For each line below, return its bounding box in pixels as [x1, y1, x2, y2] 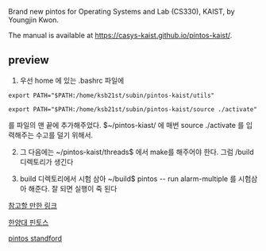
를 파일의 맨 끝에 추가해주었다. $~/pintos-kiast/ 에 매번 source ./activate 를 [8, 120, 245, 129]
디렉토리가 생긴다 [19, 156, 74, 166]
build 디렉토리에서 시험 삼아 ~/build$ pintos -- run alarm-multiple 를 [19, 174, 237, 183]
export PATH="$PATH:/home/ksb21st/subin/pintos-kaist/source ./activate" [8, 105, 258, 114]
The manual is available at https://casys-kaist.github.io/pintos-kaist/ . [8, 31, 233, 40]
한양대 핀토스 [8, 218, 49, 227]
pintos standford [8, 234, 62, 243]
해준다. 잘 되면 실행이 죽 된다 [28, 183, 118, 193]
